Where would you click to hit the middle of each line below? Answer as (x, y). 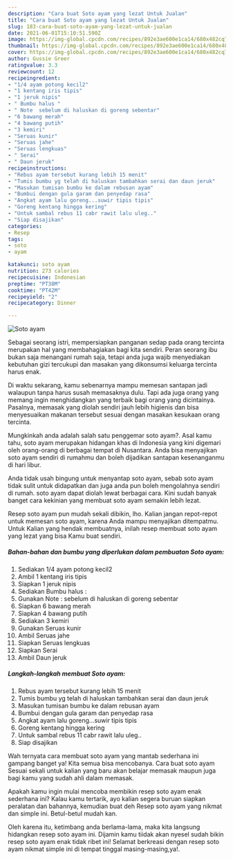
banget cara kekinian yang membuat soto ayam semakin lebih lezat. (104, 500)
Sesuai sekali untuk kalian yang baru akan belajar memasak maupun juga (112, 771)
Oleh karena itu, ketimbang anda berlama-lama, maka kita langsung (104, 827)
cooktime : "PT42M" (34, 290)
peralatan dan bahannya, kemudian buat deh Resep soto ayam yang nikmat (115, 806)
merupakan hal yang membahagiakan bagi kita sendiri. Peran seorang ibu (113, 350)
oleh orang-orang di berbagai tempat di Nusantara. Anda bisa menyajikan (112, 450)
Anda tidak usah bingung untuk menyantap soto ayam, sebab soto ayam (111, 478)
